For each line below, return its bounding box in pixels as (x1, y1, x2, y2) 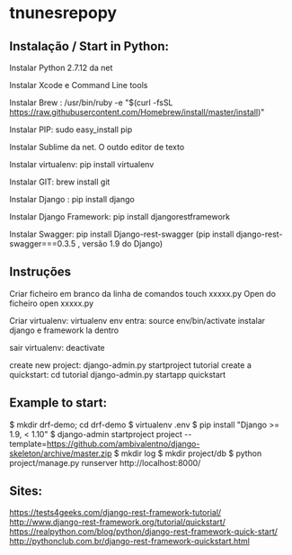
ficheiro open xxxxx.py (9, 298, 94, 309)
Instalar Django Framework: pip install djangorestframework (9, 211, 231, 222)
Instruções (9, 264, 72, 280)
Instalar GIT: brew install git (9, 176, 111, 187)
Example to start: (9, 395, 108, 411)
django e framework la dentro (9, 325, 119, 336)
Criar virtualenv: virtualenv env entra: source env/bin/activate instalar (9, 315, 266, 326)
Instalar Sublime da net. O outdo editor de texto (9, 142, 185, 152)
